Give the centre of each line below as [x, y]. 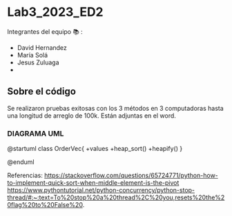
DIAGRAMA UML [36, 134]
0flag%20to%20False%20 [45, 205]
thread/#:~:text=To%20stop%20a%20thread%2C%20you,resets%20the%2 [116, 197]
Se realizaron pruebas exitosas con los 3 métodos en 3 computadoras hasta [116, 108]
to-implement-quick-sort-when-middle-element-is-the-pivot [93, 183]
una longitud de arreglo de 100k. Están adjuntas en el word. [91, 116]
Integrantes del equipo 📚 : [45, 31]
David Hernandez [42, 47]
